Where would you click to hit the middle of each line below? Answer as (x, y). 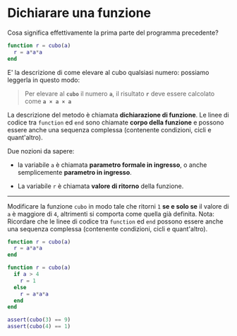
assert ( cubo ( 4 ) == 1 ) (39, 327)
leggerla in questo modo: (44, 80)
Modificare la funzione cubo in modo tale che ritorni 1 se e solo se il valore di (118, 206)
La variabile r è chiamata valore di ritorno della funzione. (101, 186)
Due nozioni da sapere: (41, 151)
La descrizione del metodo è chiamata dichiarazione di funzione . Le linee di (118, 115)
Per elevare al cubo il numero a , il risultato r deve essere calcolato (120, 93)
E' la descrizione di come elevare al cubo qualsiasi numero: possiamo (108, 72)
